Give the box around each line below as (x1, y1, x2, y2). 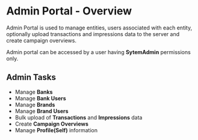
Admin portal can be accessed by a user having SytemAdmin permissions (6, 48, 191, 55)
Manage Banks (14, 88, 53, 96)
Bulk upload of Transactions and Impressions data (14, 114, 143, 121)
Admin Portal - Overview (6, 4, 132, 18)
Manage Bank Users (14, 94, 66, 102)
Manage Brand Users (14, 107, 69, 115)
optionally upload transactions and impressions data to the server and (6, 30, 180, 37)
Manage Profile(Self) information (14, 126, 98, 133)
